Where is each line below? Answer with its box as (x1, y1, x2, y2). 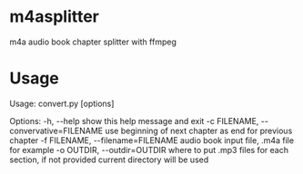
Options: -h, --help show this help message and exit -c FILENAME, (9, 115, 259, 126)
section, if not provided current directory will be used (9, 154, 209, 165)
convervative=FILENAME (9, 125, 103, 136)
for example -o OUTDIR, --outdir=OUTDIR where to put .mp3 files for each (9, 144, 289, 155)
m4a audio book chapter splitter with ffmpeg (9, 36, 177, 47)
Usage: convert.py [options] (9, 98, 115, 109)
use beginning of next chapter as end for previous (104, 125, 293, 136)
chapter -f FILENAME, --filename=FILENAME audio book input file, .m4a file (9, 134, 294, 146)
